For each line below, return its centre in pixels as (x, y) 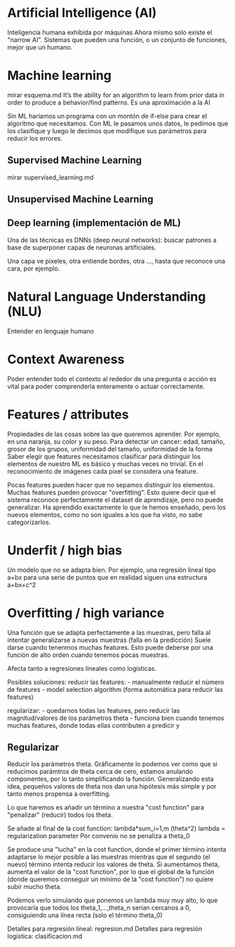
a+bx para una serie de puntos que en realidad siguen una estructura (107, 577)
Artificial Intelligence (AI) (82, 13)
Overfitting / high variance (86, 613)
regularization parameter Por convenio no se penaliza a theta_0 (99, 836)
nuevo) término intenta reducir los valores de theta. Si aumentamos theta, (113, 864)
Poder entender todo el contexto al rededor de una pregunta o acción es (112, 379)
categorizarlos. (29, 522)
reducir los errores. (35, 138)
